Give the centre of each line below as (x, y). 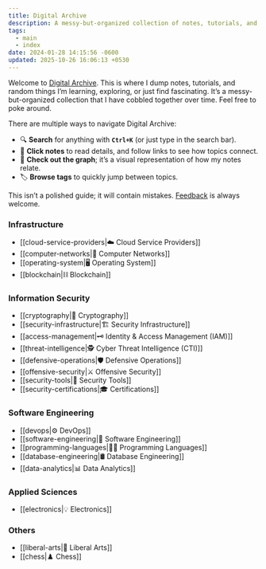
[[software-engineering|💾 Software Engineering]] (100, 438)
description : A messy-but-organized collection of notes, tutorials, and (133, 23)
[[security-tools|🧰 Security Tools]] (75, 380)
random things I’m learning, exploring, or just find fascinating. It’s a (117, 91)
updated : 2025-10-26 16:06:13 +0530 (69, 61)
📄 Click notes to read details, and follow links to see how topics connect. (139, 151)
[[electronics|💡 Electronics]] (66, 509)
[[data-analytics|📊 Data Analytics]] (78, 468)
